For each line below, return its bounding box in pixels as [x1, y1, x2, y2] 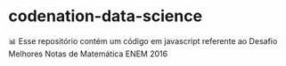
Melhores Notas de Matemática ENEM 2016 [8, 48, 168, 59]
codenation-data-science [8, 6, 202, 26]
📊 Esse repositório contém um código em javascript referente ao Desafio [8, 35, 278, 46]
